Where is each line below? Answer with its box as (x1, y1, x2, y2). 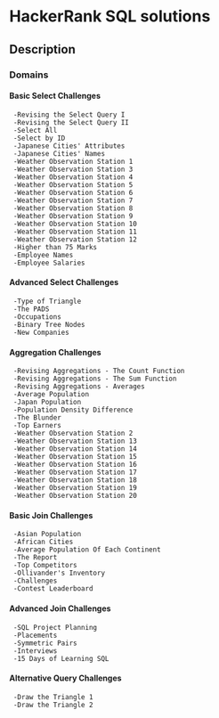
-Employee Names (12, 250, 74, 259)
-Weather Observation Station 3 (12, 165, 134, 174)
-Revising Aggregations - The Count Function (12, 367, 185, 376)
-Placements (12, 631, 58, 640)
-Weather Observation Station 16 (12, 461, 138, 469)
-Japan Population (12, 398, 82, 407)
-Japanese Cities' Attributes (12, 141, 126, 151)
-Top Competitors (12, 561, 77, 570)
